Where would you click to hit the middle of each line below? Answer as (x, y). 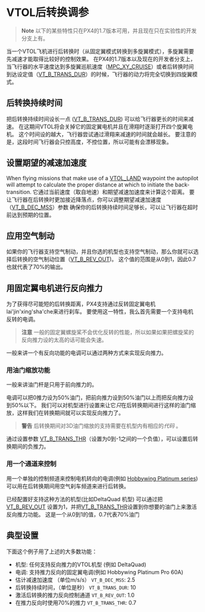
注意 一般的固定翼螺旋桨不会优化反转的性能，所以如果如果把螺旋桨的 (107, 332)
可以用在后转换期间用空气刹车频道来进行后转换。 (68, 486)
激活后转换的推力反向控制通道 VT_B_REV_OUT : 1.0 (75, 595)
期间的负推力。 (30, 446)
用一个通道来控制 (31, 464)
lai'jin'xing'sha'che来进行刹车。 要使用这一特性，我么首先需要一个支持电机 (100, 312)
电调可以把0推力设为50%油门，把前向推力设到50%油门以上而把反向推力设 (100, 397)
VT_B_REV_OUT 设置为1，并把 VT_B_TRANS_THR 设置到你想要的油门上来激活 (102, 507)
